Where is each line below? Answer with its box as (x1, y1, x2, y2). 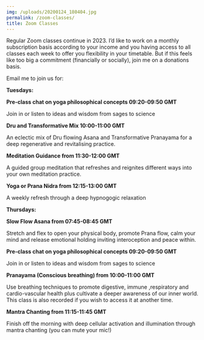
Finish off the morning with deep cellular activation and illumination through (6, 320, 196, 327)
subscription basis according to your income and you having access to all (6, 43, 191, 51)
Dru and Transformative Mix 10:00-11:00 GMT (6, 122, 125, 129)
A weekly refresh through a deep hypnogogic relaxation (6, 194, 146, 201)
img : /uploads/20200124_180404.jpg (6, 9, 97, 15)
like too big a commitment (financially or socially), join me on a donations (6, 56, 189, 64)
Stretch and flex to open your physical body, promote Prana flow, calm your (6, 230, 196, 237)
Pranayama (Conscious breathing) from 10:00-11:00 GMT (6, 272, 155, 279)
